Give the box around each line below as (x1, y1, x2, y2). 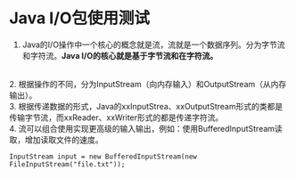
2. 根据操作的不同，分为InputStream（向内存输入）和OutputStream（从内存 (9, 78, 287, 89)
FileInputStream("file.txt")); (9, 159, 126, 169)
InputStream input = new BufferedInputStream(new (9, 152, 198, 161)
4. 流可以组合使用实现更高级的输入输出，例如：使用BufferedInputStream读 (9, 123, 283, 133)
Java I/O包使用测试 (9, 8, 150, 28)
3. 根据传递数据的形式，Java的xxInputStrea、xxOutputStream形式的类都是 (9, 101, 284, 111)
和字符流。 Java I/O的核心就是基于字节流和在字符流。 (21, 50, 218, 61)
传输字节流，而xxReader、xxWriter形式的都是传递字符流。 (9, 112, 224, 123)
